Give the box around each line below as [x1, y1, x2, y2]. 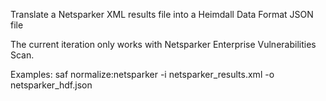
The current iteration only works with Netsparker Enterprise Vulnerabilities [10, 39, 317, 50]
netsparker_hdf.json [10, 79, 93, 91]
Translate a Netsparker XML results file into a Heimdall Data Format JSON [10, 9, 314, 20]
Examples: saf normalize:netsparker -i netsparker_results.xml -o [10, 69, 275, 80]
